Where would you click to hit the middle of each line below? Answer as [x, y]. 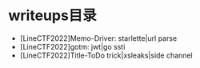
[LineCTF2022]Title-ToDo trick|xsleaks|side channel [106, 55]
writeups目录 [53, 16]
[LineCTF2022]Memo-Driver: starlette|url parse [98, 38]
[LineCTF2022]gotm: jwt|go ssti [72, 46]
